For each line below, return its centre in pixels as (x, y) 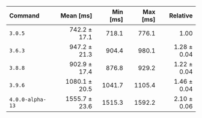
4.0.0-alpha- (28, 100)
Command (25, 16)
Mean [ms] (76, 16)
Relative (181, 16)
